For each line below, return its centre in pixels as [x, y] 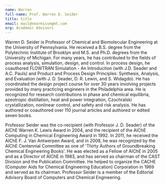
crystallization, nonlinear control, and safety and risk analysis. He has [76, 105]
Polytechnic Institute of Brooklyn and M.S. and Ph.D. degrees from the [76, 53]
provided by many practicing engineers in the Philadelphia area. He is [76, 89]
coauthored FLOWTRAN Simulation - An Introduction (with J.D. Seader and [81, 68]
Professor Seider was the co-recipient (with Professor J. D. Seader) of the [80, 125]
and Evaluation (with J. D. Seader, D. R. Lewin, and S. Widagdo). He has [78, 79]
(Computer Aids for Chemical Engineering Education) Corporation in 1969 [80, 167]
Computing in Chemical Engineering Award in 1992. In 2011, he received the [82, 136]
